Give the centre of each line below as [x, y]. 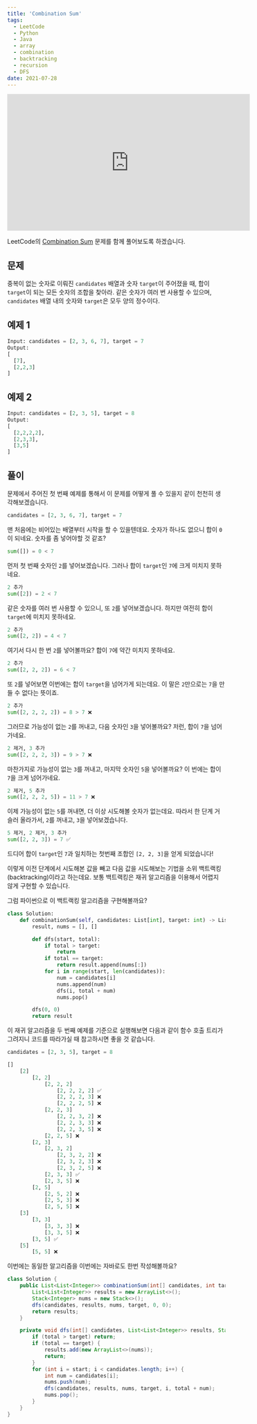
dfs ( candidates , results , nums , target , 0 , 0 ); [102, 1305]
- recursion [31, 65]
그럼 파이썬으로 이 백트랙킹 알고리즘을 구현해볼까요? [77, 901]
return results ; [55, 1312]
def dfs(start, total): [66, 939]
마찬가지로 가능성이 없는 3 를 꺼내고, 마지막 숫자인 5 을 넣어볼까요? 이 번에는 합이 [114, 769]
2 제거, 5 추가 [26, 791]
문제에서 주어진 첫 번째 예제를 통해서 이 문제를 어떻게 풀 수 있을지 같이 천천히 [110, 493]
